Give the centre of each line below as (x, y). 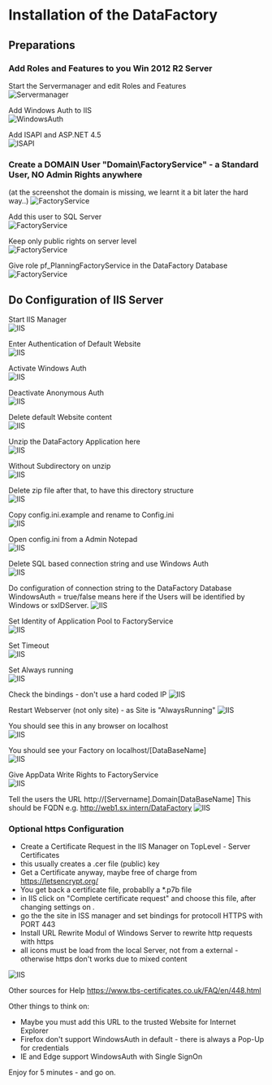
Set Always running (41, 670)
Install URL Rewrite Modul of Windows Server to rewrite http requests (136, 933)
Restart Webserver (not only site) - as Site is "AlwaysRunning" (112, 710)
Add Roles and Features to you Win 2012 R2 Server (110, 68)
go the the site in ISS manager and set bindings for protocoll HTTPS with (141, 916)
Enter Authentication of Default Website (75, 343)
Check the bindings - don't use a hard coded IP (88, 694)
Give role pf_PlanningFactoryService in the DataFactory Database (118, 265)
